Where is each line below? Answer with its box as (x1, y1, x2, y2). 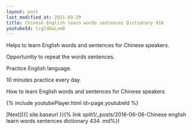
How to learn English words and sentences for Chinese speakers (6, 88, 165, 95)
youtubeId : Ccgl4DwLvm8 (6, 25, 66, 32)
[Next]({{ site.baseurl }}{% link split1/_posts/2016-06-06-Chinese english (6, 111, 187, 118)
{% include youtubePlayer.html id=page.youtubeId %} (6, 100, 139, 107)
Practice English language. (6, 65, 72, 72)
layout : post (6, 8, 39, 15)
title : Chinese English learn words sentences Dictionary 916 (6, 20, 164, 26)
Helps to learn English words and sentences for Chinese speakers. (6, 42, 170, 49)
